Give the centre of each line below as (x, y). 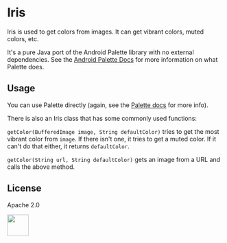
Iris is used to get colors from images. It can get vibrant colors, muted (106, 32)
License (24, 188)
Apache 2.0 (23, 205)
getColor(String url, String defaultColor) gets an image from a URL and (114, 159)
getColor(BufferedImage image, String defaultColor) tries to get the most (113, 131)
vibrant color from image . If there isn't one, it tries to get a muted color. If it (111, 139)
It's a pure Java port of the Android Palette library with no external (100, 52)
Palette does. (26, 67)
